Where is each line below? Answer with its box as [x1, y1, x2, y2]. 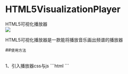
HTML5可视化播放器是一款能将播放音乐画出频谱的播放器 [5, 36, 123, 43]
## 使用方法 [5, 47, 26, 53]
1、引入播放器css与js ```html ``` [5, 62, 70, 69]
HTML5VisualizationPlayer [5, 4, 121, 15]
